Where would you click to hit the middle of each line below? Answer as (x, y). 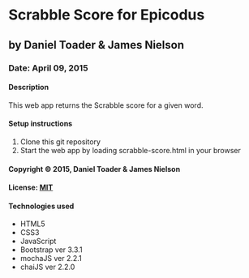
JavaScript (38, 242)
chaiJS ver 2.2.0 (47, 267)
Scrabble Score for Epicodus (107, 15)
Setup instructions (41, 124)
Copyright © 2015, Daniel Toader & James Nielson (94, 169)
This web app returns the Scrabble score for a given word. (106, 105)
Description (29, 88)
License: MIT (31, 187)
